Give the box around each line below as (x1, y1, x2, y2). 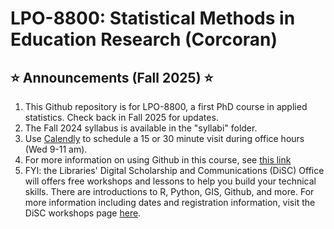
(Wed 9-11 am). (24, 143, 88, 155)
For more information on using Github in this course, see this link (24, 154, 292, 166)
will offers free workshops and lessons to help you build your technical (24, 175, 317, 187)
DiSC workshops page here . (24, 207, 142, 219)
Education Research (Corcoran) (10, 28, 278, 51)
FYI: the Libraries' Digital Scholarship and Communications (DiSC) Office (24, 165, 325, 176)
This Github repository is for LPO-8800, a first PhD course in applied (24, 101, 308, 112)
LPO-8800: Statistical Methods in (10, 7, 296, 30)
